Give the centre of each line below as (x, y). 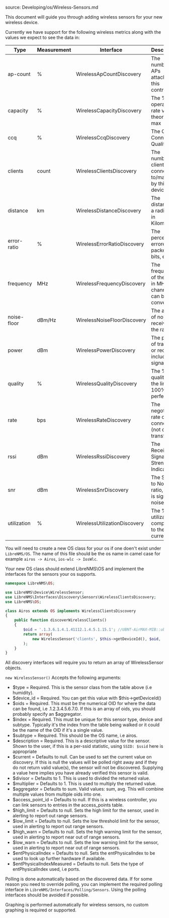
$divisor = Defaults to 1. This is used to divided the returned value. (81, 778)
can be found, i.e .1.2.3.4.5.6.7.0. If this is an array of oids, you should (84, 709)
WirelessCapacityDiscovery (109, 110)
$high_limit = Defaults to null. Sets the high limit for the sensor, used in (86, 810)
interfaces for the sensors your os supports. (51, 574)
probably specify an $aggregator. (47, 714)
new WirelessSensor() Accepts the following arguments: (63, 678)
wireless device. (22, 22)
